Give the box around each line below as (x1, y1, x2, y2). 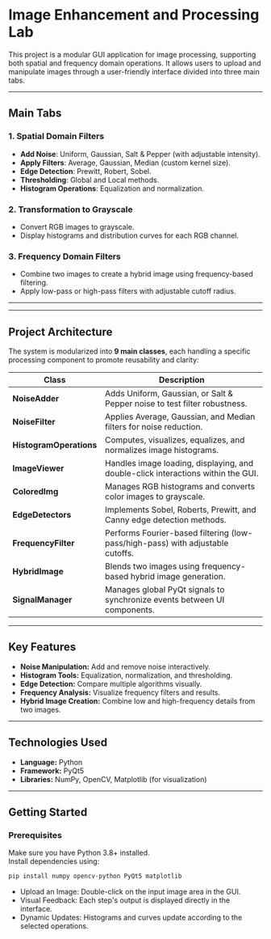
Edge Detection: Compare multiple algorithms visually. (19, 679, 202, 688)
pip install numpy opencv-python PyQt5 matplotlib (8, 872, 182, 881)
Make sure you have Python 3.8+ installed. (8, 848, 151, 858)
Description (158, 374, 205, 386)
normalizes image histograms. (104, 445, 219, 456)
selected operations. (19, 921, 89, 931)
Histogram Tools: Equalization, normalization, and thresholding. (19, 670, 233, 680)
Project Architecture (8, 325, 113, 339)
